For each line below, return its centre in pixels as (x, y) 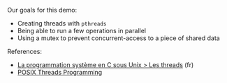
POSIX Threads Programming (60, 72)
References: (24, 52)
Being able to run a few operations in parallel (82, 31)
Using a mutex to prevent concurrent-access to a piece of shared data (118, 38)
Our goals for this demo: (42, 10)
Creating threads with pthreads (62, 23)
